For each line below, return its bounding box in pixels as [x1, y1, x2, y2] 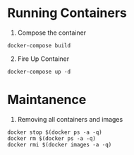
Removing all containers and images [17, 115, 123, 123]
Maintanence [7, 92, 87, 108]
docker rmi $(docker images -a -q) [7, 141, 112, 148]
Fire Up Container [17, 54, 70, 63]
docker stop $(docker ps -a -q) [7, 129, 102, 136]
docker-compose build [7, 42, 71, 49]
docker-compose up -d [7, 68, 71, 75]
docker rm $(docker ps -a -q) [7, 134, 97, 142]
